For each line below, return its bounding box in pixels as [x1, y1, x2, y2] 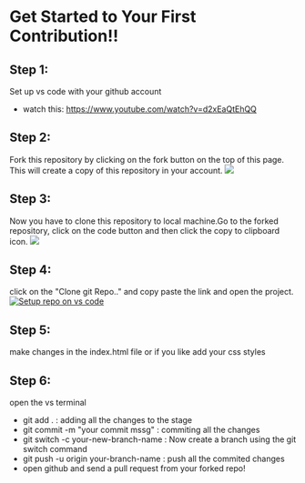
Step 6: [9, 373, 52, 388]
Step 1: [9, 62, 49, 77]
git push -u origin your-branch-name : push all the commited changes [22, 453, 285, 465]
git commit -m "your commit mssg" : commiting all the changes [22, 425, 260, 436]
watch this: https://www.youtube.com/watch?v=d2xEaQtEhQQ [22, 104, 258, 115]
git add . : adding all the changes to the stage [22, 415, 193, 426]
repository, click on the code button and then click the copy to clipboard [9, 225, 280, 236]
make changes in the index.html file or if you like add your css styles [9, 347, 266, 357]
